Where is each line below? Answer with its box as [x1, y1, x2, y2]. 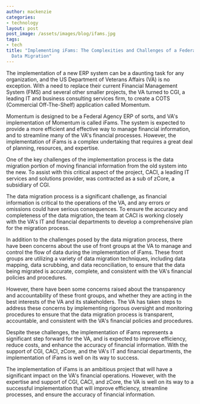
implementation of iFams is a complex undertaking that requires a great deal [6, 138, 193, 145]
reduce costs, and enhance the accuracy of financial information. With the [6, 341, 189, 349]
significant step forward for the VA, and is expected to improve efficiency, [6, 335, 187, 342]
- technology [6, 20, 39, 26]
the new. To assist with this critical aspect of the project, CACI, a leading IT [6, 168, 190, 176]
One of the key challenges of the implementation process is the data [6, 156, 174, 163]
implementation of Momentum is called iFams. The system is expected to [6, 119, 186, 126]
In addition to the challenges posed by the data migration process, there [6, 236, 183, 243]
